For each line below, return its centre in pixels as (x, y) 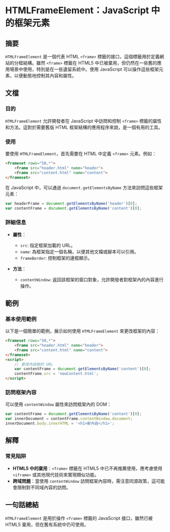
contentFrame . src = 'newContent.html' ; (57, 374)
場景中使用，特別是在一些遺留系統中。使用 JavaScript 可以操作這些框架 (84, 69)
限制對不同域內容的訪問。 (44, 487)
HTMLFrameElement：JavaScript (77, 10)
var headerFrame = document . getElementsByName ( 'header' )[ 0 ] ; (71, 204)
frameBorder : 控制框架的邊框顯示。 (56, 258)
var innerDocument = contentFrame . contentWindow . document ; (69, 419)
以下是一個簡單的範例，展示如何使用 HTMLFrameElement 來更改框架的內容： (82, 331)
